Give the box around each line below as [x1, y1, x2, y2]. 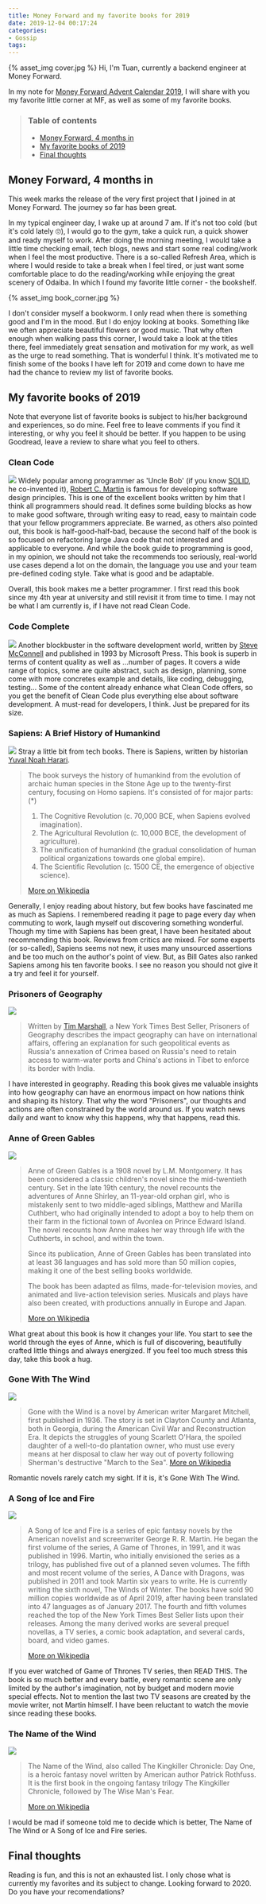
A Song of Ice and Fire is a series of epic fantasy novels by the [27, 1526, 233, 1535]
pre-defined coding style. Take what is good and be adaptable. [8, 569, 214, 579]
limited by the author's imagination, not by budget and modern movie [8, 1683, 234, 1693]
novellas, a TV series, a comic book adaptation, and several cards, [27, 1627, 245, 1637]
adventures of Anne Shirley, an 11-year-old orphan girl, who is [27, 1191, 230, 1200]
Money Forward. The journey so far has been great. [8, 203, 177, 212]
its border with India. [27, 1064, 95, 1073]
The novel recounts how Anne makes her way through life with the [27, 1225, 245, 1235]
